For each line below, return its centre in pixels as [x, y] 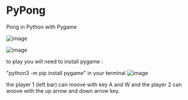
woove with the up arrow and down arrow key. [63, 90]
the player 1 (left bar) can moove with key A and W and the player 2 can [94, 85]
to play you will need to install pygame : [55, 61]
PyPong [26, 10]
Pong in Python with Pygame [42, 27]
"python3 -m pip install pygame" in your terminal [66, 73]
